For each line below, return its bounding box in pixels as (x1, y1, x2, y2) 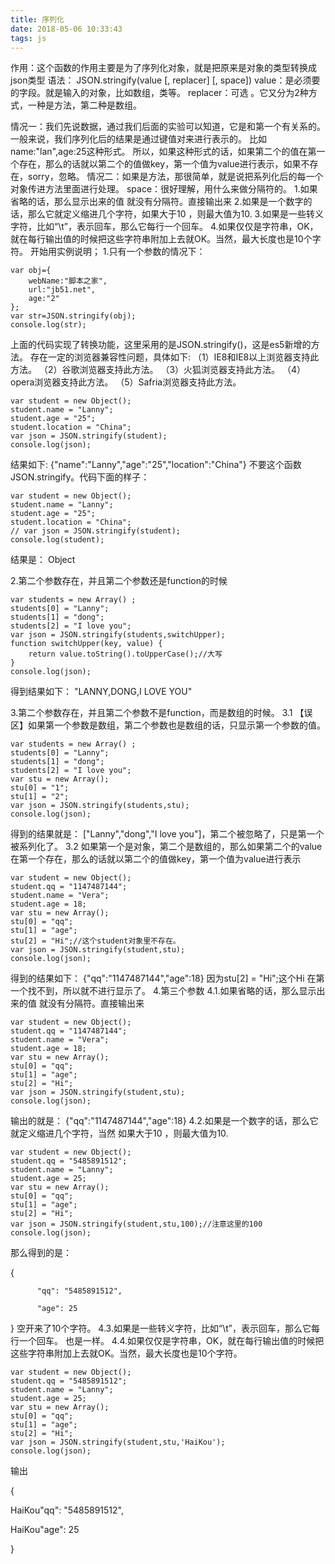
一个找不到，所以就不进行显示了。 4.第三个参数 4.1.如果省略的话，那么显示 (10, 985, 317, 997)
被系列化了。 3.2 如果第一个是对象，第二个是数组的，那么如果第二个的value (10, 841, 323, 853)
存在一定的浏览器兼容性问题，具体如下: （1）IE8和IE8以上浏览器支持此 (29, 351, 320, 363)
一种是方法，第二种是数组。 (27, 99, 142, 111)
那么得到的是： (10, 1247, 72, 1259)
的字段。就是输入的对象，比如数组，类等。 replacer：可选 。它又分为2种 (10, 87, 309, 99)
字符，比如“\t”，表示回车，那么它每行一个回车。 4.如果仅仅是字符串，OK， (10, 221, 319, 233)
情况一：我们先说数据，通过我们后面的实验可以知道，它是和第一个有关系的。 (10, 121, 326, 133)
